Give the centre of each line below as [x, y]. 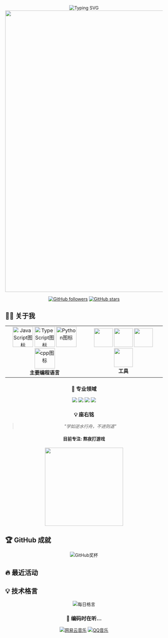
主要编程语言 [44, 372]
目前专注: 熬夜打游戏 [84, 439]
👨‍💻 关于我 [20, 316]
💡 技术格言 [21, 591]
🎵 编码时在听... [84, 618]
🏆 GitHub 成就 [28, 540]
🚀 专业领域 [84, 389]
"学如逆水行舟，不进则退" [90, 426]
